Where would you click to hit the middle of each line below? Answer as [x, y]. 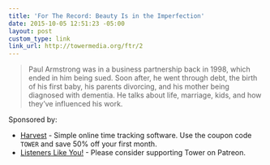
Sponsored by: [33, 119]
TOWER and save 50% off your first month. [88, 144]
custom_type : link [39, 39]
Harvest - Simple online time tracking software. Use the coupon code [136, 136]
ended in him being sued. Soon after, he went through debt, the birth [143, 78]
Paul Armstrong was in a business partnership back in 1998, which [139, 69]
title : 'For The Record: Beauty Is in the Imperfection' [107, 16]
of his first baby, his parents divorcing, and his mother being [129, 87]
